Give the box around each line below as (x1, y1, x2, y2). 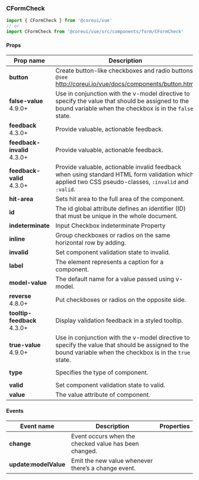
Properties (159, 422, 190, 431)
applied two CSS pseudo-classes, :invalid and (55, 178, 188, 186)
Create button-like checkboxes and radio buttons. (55, 66, 195, 75)
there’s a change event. (70, 464, 136, 472)
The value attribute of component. (55, 390, 150, 399)
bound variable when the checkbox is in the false (55, 104, 194, 113)
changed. (70, 447, 98, 455)
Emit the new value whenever (70, 457, 153, 465)
